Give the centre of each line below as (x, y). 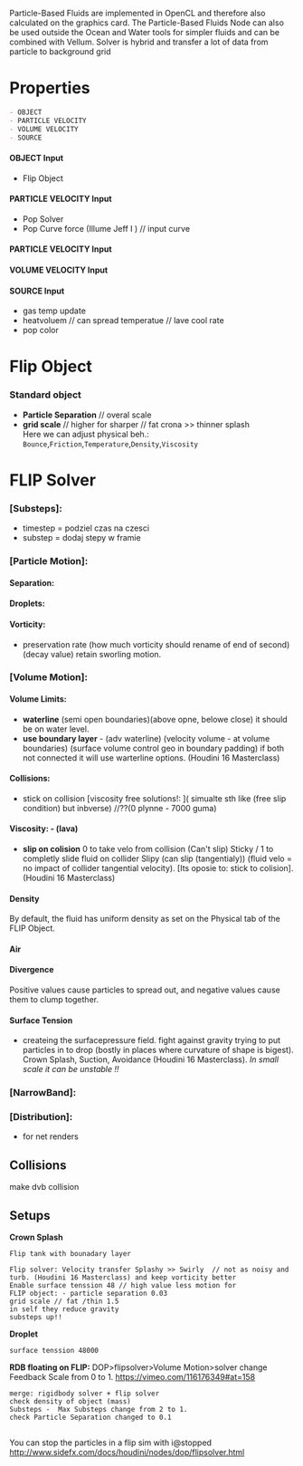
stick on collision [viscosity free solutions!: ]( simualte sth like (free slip (154, 798)
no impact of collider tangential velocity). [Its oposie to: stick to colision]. (158, 868)
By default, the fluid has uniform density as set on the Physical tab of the (145, 919)
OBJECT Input (37, 158)
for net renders (50, 1136)
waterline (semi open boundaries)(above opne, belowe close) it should (155, 719)
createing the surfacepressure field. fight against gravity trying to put (151, 1040)
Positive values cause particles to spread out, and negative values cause (145, 990)
